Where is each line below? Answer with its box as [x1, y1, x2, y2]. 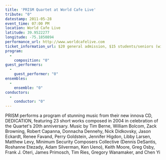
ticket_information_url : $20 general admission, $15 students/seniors [5, 44, 154, 49]
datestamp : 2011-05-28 [5, 16, 52, 21]
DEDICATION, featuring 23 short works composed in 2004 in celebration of [5, 118, 159, 124]
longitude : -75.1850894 [5, 35, 54, 40]
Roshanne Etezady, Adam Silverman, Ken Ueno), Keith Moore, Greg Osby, [5, 144, 155, 150]
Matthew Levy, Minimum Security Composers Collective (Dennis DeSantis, [5, 139, 157, 145]
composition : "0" [14, 58, 50, 63]
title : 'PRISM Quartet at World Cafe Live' [5, 7, 96, 12]
